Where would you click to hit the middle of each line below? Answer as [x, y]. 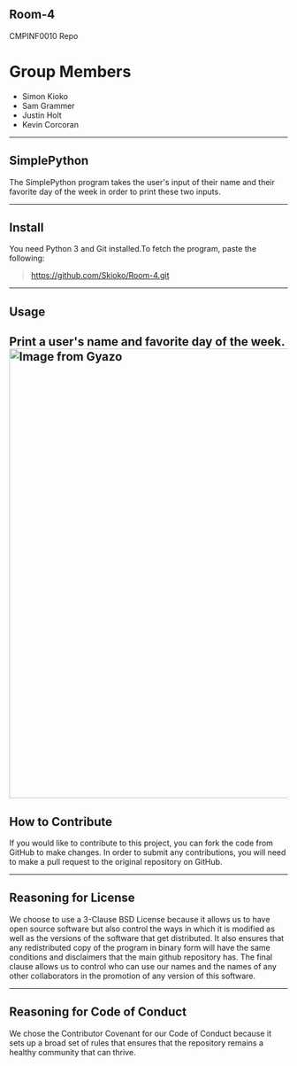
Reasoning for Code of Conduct [98, 1012]
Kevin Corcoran [50, 124]
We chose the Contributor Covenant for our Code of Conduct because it [141, 1033]
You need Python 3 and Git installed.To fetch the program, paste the [133, 249]
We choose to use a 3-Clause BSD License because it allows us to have [140, 919]
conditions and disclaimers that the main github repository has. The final [141, 957]
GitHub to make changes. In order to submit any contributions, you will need [148, 852]
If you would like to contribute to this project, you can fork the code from [141, 843]
